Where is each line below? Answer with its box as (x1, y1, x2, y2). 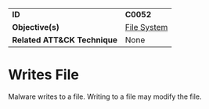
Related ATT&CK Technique (12, 35, 118, 45)
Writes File (8, 66, 80, 84)
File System (124, 22, 168, 32)
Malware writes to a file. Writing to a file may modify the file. (8, 92, 202, 101)
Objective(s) (12, 22, 60, 32)
